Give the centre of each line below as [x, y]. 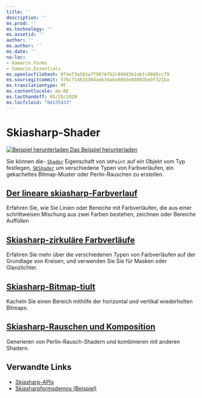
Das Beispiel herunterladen [104, 149]
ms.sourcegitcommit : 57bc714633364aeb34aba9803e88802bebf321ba [88, 80]
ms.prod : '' [21, 23]
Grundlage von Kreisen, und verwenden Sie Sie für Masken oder [87, 261]
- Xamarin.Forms [27, 63]
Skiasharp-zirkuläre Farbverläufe [71, 240]
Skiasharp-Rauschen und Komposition [81, 327]
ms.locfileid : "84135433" [39, 102]
